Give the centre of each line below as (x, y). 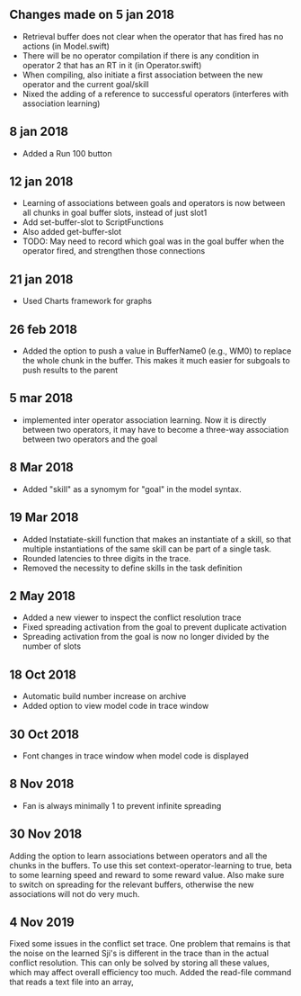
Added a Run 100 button (67, 153)
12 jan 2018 (41, 182)
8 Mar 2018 (42, 467)
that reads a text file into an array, (71, 982)
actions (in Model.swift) (66, 46)
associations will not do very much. (75, 893)
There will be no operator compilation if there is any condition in (140, 55)
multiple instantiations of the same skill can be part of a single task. (147, 549)
